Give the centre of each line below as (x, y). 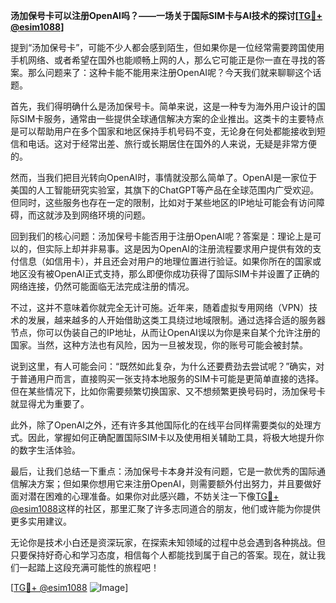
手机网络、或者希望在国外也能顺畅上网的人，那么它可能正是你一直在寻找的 (163, 60)
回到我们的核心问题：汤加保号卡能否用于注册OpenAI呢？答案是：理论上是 (161, 236)
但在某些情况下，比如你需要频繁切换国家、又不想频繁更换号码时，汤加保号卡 (168, 391)
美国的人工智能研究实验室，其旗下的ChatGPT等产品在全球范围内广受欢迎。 (165, 190)
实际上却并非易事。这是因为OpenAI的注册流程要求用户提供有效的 (178, 248)
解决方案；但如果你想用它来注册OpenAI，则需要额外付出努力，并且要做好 (170, 483)
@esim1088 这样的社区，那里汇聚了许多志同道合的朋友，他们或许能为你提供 (166, 508)
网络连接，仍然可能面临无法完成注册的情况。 (102, 286)
